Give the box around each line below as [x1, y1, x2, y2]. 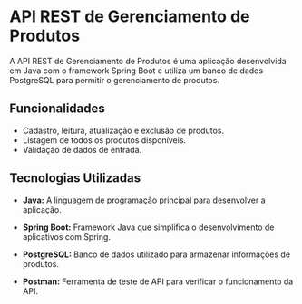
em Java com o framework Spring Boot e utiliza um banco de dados [9, 65, 264, 76]
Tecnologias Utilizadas [9, 170, 141, 186]
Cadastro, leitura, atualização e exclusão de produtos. [22, 125, 225, 136]
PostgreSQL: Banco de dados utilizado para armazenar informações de [22, 249, 291, 260]
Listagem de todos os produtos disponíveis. [22, 134, 187, 146]
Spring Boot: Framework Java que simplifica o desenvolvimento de [22, 222, 275, 233]
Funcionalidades [9, 101, 106, 117]
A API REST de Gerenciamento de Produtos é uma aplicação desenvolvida [9, 55, 287, 66]
